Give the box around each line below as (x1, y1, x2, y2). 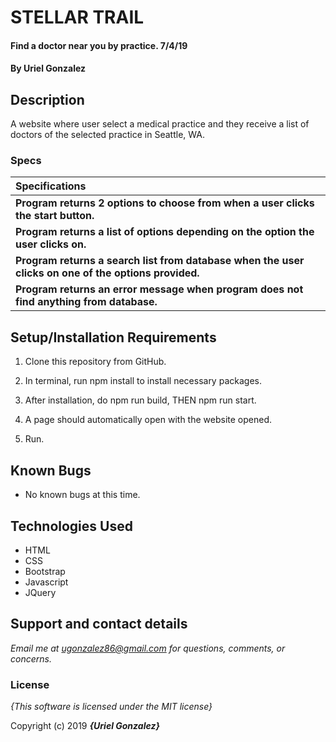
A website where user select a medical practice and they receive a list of (10, 118, 310, 130)
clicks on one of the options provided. (15, 266, 200, 280)
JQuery (24, 586, 57, 598)
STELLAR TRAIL (10, 6, 145, 29)
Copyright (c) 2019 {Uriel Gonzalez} (10, 720, 160, 732)
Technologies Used (10, 517, 133, 535)
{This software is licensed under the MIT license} (10, 701, 213, 713)
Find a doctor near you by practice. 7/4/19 (10, 39, 188, 51)
